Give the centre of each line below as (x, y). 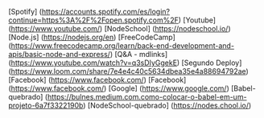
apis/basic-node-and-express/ (60, 54)
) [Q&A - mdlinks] (139, 54)
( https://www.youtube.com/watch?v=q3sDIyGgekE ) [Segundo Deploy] (125, 63)
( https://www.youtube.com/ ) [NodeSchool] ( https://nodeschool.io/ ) (120, 28)
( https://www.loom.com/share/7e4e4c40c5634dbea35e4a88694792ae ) (129, 71)
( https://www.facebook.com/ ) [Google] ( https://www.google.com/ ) (119, 88)
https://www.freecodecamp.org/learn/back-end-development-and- (123, 46)
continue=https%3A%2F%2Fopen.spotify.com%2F (94, 20)
